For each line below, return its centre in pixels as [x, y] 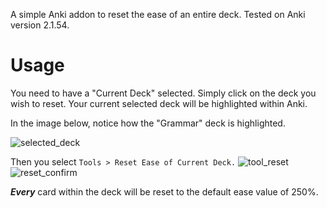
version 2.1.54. [40, 25]
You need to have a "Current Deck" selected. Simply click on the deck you [163, 93]
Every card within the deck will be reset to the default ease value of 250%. [164, 191]
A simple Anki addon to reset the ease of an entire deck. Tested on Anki [158, 14]
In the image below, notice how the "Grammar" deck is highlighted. [148, 123]
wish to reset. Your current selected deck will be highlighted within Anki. [159, 103]
